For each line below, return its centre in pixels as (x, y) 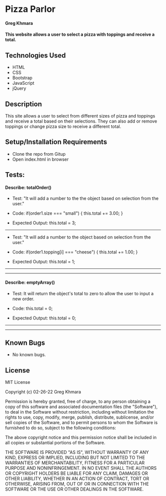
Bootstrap (22, 78)
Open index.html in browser (41, 159)
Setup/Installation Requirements (56, 142)
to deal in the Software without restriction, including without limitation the (80, 412)
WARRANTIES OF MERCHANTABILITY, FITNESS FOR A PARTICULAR (75, 463)
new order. (23, 299)
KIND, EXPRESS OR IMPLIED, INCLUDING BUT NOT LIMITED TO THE (75, 458)
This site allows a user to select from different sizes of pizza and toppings (80, 116)
